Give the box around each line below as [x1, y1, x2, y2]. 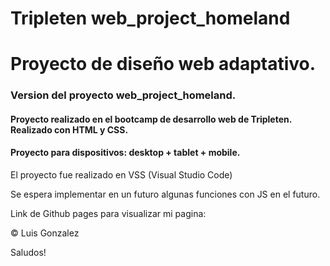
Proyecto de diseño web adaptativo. [10, 53, 317, 76]
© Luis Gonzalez [10, 227, 80, 239]
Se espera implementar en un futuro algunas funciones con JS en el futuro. [10, 188, 321, 201]
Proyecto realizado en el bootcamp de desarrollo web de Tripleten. [10, 113, 292, 125]
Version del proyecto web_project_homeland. [10, 88, 237, 102]
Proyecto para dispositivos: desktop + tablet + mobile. [10, 147, 241, 159]
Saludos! [10, 247, 47, 259]
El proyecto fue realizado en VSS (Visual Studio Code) [10, 169, 233, 181]
